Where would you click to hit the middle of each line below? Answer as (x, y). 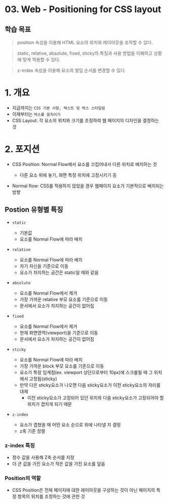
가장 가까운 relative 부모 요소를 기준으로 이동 (64, 299)
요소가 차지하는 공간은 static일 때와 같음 (59, 272)
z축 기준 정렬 (32, 431)
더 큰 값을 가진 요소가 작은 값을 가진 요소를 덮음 (58, 463)
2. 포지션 (22, 149)
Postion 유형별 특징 (34, 210)
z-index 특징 (20, 445)
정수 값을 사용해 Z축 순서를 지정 (43, 457)
